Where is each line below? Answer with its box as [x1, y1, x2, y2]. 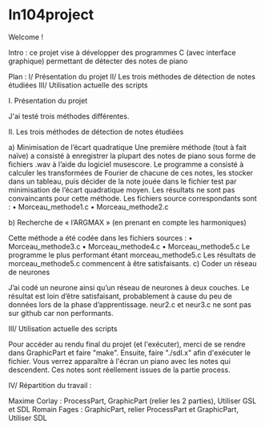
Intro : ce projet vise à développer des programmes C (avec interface [8, 47, 236, 57]
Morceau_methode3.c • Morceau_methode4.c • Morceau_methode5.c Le [8, 241, 251, 251]
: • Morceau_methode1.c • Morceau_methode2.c [8, 202, 169, 212]
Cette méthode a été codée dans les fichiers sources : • [8, 233, 193, 242]
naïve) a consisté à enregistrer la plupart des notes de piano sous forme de [8, 151, 256, 160]
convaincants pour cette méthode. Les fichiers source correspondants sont [8, 193, 258, 203]
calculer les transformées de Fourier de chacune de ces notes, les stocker [8, 168, 254, 177]
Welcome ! [8, 32, 44, 42]
